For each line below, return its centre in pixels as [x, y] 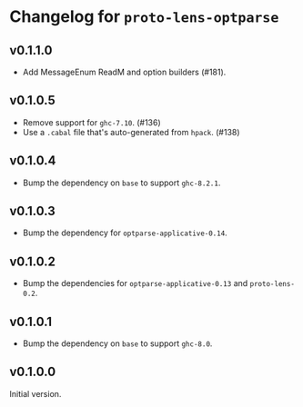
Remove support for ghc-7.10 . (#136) [91, 122]
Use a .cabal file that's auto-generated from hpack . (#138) [131, 132]
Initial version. [35, 393]
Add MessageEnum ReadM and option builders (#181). [124, 72]
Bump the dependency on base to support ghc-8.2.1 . [121, 183]
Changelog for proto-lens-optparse [144, 17]
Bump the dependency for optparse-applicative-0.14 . [125, 233]
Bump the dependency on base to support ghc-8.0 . [117, 343]
